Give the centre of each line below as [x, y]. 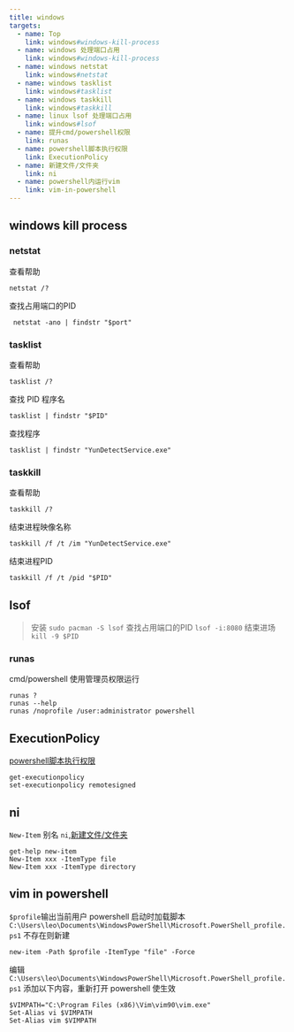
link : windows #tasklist [69, 91]
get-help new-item [43, 852]
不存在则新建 [47, 935]
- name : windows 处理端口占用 [69, 50]
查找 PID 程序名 [37, 399]
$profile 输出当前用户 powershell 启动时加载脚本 [98, 916]
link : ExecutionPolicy [67, 157]
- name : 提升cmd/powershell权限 [74, 133]
